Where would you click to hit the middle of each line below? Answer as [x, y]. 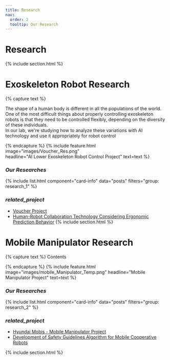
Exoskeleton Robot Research [68, 84]
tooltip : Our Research [34, 24]
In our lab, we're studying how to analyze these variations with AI [74, 131]
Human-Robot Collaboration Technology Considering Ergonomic [81, 216]
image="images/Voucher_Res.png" [42, 151]
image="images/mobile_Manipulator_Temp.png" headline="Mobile [76, 272]
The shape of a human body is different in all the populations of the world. [83, 109]
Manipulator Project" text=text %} [41, 278]
